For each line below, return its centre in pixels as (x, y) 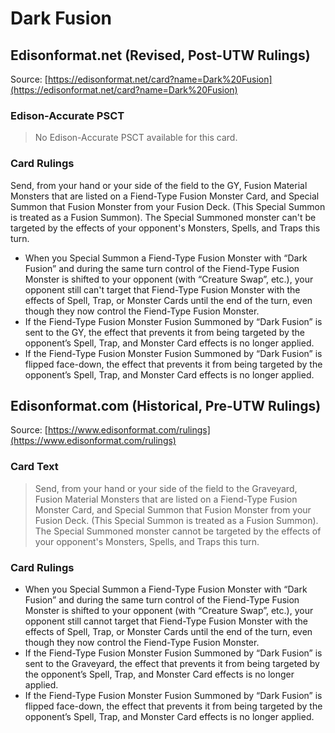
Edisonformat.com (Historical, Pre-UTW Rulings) (166, 405)
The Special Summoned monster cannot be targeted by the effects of (178, 531)
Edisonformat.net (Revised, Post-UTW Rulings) (160, 55)
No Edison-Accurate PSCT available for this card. (136, 138)
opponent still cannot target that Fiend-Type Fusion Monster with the (166, 621)
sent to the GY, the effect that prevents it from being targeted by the (164, 332)
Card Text (34, 467)
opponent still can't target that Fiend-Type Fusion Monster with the (162, 289)
